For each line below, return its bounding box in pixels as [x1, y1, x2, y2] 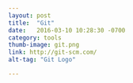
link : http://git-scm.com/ [8, 48, 97, 56]
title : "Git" [8, 19, 55, 27]
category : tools [8, 33, 62, 42]
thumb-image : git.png [8, 41, 80, 49]
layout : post [8, 11, 51, 20]
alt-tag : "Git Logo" [8, 56, 77, 64]
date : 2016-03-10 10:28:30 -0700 [8, 26, 126, 34]
